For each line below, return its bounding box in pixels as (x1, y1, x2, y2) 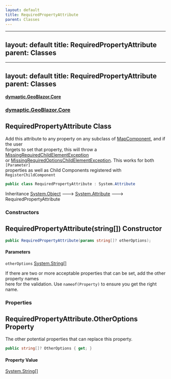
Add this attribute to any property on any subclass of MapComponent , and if (5, 135, 165, 141)
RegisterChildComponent (5, 172, 56, 178)
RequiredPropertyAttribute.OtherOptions (5, 314, 138, 323)
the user (5, 141, 23, 147)
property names (5, 275, 39, 281)
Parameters (5, 249, 31, 255)
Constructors (5, 209, 39, 216)
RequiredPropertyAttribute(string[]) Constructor (5, 224, 162, 233)
